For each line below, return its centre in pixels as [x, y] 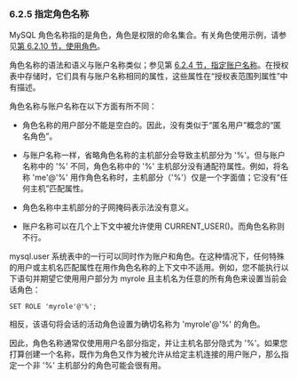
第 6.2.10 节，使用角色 [57, 46]
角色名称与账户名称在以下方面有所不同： [83, 106]
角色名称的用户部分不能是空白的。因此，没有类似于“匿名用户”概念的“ [148, 125]
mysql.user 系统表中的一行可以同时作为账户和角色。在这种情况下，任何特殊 [147, 256]
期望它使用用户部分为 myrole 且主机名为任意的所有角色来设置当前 [159, 278]
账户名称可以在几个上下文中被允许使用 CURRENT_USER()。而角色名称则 [153, 226]
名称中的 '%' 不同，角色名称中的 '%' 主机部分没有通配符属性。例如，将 [151, 166]
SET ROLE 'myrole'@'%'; [53, 307]
